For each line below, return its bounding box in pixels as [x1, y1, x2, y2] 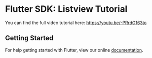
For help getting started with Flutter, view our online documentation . [5, 47, 143, 53]
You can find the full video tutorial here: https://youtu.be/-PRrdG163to [5, 20, 147, 26]
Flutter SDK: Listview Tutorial [5, 3, 128, 15]
